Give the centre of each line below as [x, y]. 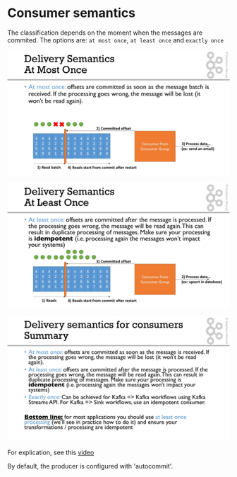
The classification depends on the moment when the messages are [105, 33]
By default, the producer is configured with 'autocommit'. [90, 466]
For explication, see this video [51, 453]
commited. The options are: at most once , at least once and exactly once [116, 40]
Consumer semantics [72, 13]
